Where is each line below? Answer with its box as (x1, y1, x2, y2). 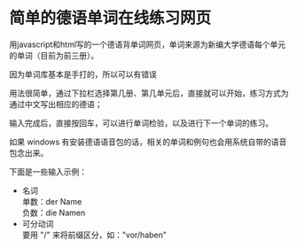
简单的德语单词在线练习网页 (9, 8, 212, 28)
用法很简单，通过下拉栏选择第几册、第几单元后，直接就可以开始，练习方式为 (9, 88, 289, 98)
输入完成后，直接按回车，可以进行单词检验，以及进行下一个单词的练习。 (9, 117, 273, 128)
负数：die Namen (21, 207, 86, 218)
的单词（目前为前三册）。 (9, 50, 99, 60)
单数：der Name (21, 196, 82, 206)
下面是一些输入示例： (9, 166, 87, 177)
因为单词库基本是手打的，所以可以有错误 (9, 68, 157, 80)
